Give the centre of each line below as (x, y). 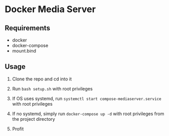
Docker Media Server (50, 9)
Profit (18, 129)
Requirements (27, 28)
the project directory (33, 119)
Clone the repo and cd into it (42, 79)
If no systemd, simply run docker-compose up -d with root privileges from (88, 114)
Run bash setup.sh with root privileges (52, 88)
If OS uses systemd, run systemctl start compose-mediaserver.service (87, 98)
